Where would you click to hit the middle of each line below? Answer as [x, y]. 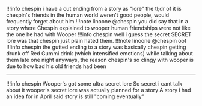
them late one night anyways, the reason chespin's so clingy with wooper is [100, 60]
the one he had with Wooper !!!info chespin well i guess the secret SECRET [99, 34]
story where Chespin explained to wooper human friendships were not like [98, 28]
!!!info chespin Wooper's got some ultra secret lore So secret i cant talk [94, 83]
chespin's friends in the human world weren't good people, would [88, 15]
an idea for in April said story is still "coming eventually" [75, 96]
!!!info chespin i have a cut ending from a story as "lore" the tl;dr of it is [94, 9]
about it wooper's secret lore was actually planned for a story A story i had [99, 90]
